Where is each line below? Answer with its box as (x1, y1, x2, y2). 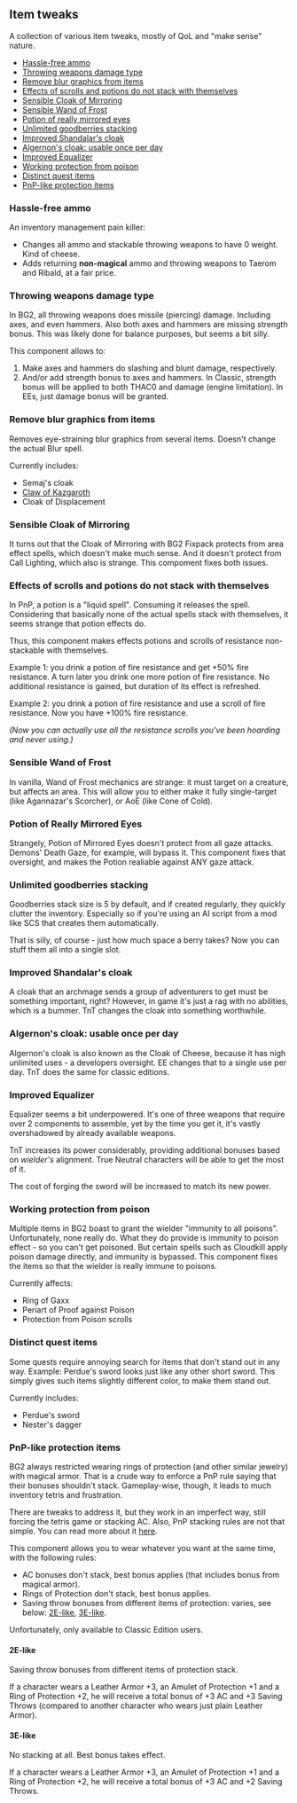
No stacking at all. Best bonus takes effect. (9, 1750, 166, 1760)
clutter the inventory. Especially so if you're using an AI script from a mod (9, 908, 277, 919)
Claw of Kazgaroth (21, 487, 90, 498)
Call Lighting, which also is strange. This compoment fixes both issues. (9, 558, 269, 568)
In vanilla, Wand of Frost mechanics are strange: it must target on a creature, (9, 776, 289, 788)
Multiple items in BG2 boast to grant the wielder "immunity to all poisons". (9, 1223, 278, 1234)
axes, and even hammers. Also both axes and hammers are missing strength (9, 319, 288, 330)
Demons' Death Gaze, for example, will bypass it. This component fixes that (9, 847, 286, 858)
